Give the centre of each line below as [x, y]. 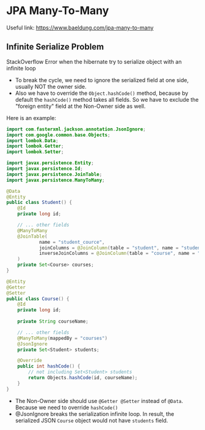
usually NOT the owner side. [51, 86]
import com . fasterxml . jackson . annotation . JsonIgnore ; [76, 129]
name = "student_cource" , [72, 242]
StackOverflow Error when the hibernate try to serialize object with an [94, 61]
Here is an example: [31, 118]
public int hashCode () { [49, 366]
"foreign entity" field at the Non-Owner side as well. [80, 106]
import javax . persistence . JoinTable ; [54, 174]
